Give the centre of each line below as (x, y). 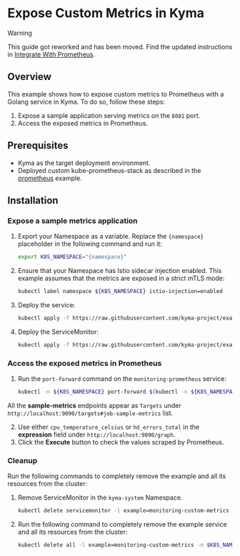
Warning (20, 33)
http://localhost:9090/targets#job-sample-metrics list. (90, 413)
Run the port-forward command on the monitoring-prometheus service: (122, 379)
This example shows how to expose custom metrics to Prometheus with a (116, 94)
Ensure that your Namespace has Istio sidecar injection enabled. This (120, 271)
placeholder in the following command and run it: (90, 244)
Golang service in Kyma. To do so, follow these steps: (86, 101)
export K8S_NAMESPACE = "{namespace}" (72, 257)
